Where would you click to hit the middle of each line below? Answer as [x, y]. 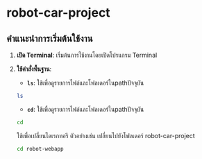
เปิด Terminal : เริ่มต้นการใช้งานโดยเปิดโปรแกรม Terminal [87, 55]
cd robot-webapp [40, 149]
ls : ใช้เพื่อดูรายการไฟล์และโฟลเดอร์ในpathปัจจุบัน [85, 83]
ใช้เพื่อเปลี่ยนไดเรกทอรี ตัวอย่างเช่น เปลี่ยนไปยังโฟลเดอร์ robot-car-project [106, 135]
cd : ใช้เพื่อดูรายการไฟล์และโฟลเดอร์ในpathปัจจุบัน [85, 109]
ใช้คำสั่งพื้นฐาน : [34, 69]
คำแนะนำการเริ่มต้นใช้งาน [50, 39]
